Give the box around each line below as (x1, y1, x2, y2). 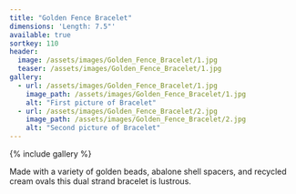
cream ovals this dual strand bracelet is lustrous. (9, 176, 191, 187)
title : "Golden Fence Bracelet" (9, 13, 132, 23)
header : (9, 47, 39, 56)
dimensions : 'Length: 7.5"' (9, 22, 117, 31)
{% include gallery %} (9, 148, 93, 159)
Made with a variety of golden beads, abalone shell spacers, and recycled (9, 166, 287, 177)
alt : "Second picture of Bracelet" (26, 124, 161, 133)
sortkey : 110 (9, 38, 59, 48)
